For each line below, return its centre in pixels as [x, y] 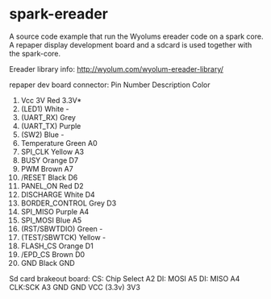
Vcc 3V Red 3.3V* [51, 100]
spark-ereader [58, 14]
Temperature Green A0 [59, 143]
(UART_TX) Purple [51, 126]
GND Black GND [48, 263]
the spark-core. [35, 53]
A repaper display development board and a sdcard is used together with [131, 44]
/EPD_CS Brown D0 [53, 254]
